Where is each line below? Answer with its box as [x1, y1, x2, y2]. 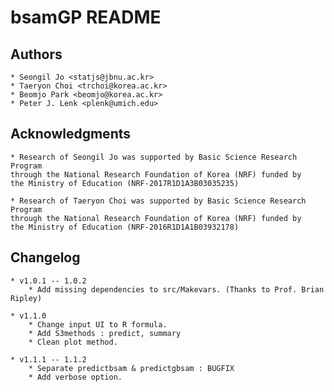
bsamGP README [10, 6, 162, 29]
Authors [10, 46, 63, 63]
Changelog [10, 249, 81, 266]
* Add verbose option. [28, 372, 123, 382]
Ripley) [10, 293, 43, 303]
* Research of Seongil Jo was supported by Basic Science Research [10, 152, 298, 162]
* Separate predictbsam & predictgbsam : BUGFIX [28, 363, 235, 373]
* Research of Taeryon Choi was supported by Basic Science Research [10, 196, 307, 206]
